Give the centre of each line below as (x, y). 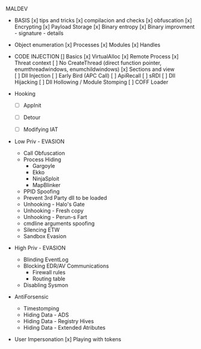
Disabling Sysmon (46, 285)
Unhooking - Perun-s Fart (55, 217)
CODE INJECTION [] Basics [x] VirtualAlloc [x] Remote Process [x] (96, 56)
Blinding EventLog (46, 260)
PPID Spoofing (42, 191)
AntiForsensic (31, 297)
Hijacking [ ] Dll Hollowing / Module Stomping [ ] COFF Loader (91, 82)
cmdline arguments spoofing (59, 224)
